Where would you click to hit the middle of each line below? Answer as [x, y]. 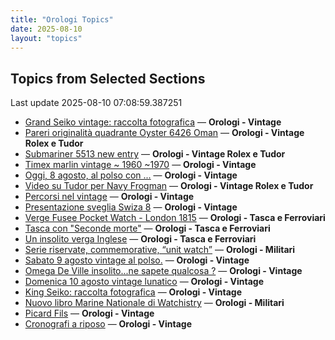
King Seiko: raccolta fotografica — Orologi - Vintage [133, 292]
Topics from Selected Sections [108, 78]
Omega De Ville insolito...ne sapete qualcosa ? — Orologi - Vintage [163, 271]
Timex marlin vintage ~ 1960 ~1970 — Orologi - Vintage [140, 165]
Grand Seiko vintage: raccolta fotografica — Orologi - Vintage [153, 122]
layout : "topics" [46, 38]
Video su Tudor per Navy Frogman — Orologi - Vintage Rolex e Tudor [169, 186]
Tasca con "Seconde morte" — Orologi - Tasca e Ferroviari [147, 228]
